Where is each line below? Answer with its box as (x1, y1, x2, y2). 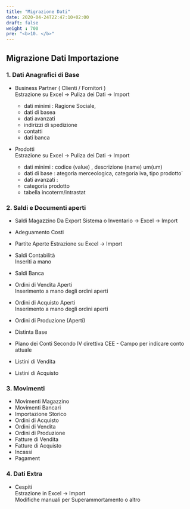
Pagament (14, 455, 41, 462)
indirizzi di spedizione (23, 121, 77, 128)
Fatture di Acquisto (14, 442, 62, 449)
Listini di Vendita (14, 358, 55, 365)
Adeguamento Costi (14, 229, 64, 236)
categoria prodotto (23, 182, 70, 190)
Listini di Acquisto (14, 370, 59, 377)
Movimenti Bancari (14, 404, 61, 411)
